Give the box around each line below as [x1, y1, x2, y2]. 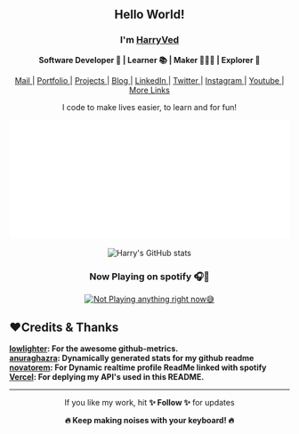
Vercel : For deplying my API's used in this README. [9, 371, 205, 382]
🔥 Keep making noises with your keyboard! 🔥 [65, 414, 234, 425]
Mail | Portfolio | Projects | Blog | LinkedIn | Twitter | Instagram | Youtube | [14, 75, 285, 85]
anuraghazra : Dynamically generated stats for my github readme [9, 352, 255, 363]
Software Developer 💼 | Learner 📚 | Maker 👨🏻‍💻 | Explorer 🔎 [38, 54, 261, 65]
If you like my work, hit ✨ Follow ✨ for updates [64, 397, 235, 407]
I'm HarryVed [119, 34, 180, 46]
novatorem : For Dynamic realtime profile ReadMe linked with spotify [9, 362, 267, 373]
